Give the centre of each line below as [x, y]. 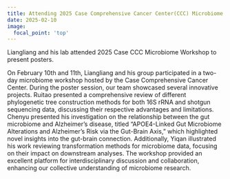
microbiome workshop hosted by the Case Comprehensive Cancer [114, 81]
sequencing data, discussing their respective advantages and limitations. [111, 109]
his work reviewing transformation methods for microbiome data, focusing [112, 146]
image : [17, 26]
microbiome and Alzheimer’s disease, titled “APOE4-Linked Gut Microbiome [114, 124]
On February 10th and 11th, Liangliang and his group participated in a [104, 73]
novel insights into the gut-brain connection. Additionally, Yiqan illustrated [112, 139]
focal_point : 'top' [41, 33]
